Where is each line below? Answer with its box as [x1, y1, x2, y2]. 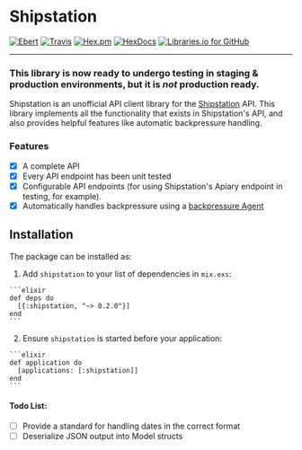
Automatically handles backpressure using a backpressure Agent [22, 200, 264, 211]
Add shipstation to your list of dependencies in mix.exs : [22, 268, 232, 279]
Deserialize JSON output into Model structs [22, 430, 183, 441]
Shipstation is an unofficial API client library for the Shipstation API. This [9, 99, 276, 110]
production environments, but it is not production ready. [9, 78, 260, 91]
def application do [9, 357, 83, 367]
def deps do [9, 294, 54, 303]
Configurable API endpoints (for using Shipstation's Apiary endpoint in [22, 181, 283, 191]
